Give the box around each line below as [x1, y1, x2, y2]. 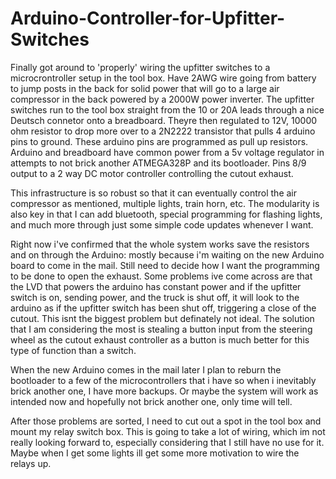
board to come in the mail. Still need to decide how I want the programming [10, 259, 320, 271]
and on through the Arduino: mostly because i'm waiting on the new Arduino [10, 248, 325, 261]
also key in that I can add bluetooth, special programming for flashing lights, [10, 208, 323, 220]
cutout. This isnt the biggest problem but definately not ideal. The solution [10, 312, 315, 324]
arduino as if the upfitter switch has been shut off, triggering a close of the [10, 302, 317, 314]
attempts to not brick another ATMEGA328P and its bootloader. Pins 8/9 [10, 157, 307, 169]
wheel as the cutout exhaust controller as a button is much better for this [10, 333, 310, 346]
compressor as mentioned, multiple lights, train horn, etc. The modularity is [10, 197, 320, 209]
